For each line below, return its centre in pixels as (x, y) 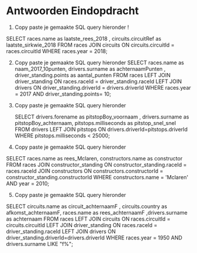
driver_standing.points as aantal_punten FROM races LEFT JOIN (93, 75)
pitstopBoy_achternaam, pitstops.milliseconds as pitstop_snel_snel (95, 123)
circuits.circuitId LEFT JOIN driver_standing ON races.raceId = (82, 225)
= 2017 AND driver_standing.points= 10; (63, 94)
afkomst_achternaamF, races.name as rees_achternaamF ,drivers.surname (97, 212)
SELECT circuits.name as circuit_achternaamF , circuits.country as (87, 206)
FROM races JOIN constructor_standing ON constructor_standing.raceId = (96, 165)
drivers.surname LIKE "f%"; (40, 244)
